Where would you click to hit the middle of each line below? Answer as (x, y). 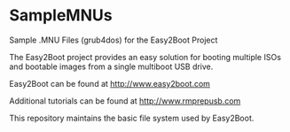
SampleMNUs (61, 16)
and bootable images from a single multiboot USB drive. (111, 66)
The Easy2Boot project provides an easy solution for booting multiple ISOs (145, 57)
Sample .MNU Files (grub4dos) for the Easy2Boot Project (114, 40)
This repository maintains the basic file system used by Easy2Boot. (132, 118)
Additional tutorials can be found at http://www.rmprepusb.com (125, 101)
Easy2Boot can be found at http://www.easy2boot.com (110, 83)
